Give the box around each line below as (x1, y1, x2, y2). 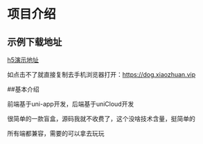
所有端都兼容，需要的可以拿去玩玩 (7, 129, 105, 137)
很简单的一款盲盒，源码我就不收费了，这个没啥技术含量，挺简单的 (7, 115, 195, 123)
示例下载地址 (7, 36, 62, 48)
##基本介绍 (7, 85, 39, 93)
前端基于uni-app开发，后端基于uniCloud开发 (7, 100, 134, 108)
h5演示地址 (7, 56, 39, 64)
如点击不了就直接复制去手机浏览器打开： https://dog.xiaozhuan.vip (7, 71, 196, 78)
